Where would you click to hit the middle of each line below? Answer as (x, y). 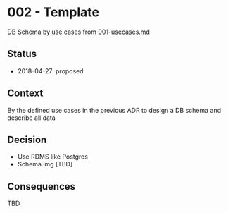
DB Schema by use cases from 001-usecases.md (78, 32)
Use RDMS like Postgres (52, 157)
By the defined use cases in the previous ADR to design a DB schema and (114, 110)
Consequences (42, 187)
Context (25, 93)
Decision (27, 139)
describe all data (32, 118)
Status (22, 54)
